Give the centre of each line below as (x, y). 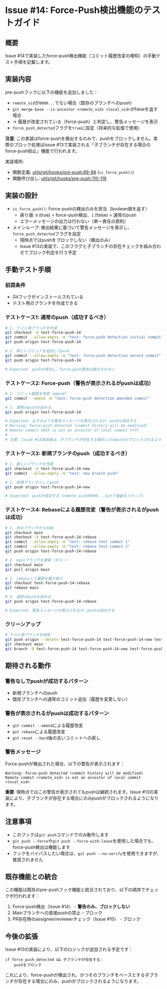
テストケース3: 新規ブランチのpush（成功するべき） (68, 453)
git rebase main (22, 588)
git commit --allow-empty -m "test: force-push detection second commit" (83, 355)
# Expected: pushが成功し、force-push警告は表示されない (60, 369)
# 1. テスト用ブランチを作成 (31, 328)
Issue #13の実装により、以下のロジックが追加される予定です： (69, 950)
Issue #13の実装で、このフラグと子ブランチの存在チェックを (82, 246)
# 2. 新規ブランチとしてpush (32, 482)
